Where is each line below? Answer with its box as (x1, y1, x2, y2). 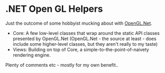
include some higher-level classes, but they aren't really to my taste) (12, 41, 158, 47)
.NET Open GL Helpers (5, 3, 103, 15)
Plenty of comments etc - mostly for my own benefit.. (5, 62, 119, 68)
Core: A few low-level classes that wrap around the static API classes (12, 30, 160, 36)
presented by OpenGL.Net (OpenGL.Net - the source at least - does (12, 35, 157, 42)
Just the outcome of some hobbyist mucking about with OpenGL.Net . (5, 20, 153, 26)
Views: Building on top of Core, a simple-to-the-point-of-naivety (12, 46, 149, 52)
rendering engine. (12, 52, 51, 58)
